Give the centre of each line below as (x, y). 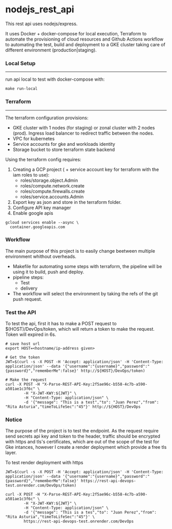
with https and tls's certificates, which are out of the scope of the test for (82, 442)
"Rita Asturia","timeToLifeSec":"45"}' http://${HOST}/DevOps (73, 407)
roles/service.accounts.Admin (52, 197)
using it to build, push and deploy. (48, 272)
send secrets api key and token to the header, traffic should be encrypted (83, 436)
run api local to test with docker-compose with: (55, 79)
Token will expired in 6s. (31, 334)
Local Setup (20, 63)
